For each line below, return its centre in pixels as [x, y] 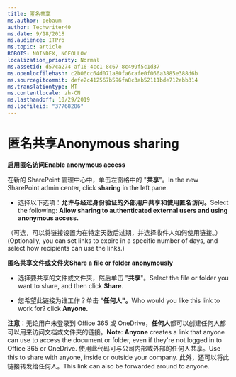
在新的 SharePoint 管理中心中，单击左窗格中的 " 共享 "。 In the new [103, 180]
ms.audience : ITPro [36, 40]
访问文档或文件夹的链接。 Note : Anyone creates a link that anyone [128, 332]
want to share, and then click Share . [71, 285]
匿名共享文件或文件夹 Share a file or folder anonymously [90, 263]
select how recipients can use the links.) [66, 248]
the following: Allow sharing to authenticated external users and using [123, 210]
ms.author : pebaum [34, 21]
